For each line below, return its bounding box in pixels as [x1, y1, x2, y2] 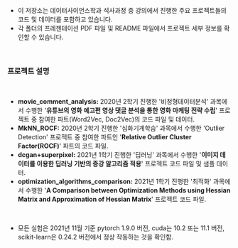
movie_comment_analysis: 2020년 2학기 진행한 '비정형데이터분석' [17, 97, 209, 106]
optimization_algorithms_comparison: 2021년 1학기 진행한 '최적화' [17, 177, 212, 186]
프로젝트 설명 [7, 66, 50, 76]
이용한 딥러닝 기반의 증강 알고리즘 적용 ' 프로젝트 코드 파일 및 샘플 [36, 159, 215, 168]
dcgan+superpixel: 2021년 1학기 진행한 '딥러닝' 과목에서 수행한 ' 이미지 [17, 151, 219, 159]
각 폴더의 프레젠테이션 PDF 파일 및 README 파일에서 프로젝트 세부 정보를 [17, 24, 222, 32]
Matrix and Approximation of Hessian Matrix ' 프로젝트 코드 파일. [17, 195, 207, 204]
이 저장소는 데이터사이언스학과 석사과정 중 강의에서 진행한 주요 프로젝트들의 [17, 6, 227, 14]
